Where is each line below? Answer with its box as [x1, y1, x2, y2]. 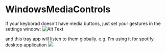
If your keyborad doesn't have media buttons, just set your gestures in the [5, 20, 161, 26]
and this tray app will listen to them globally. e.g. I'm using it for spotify [5, 36, 154, 42]
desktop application [5, 42, 47, 48]
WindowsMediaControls [5, 4, 111, 15]
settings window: [5, 25, 41, 32]
